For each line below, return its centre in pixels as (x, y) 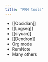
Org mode (22, 44)
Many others (24, 54)
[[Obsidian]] (24, 23)
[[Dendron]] (24, 39)
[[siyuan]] (22, 33)
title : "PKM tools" (24, 9)
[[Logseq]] (23, 28)
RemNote (21, 49)
